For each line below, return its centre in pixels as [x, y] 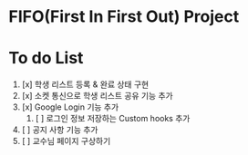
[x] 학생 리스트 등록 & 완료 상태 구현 [85, 84]
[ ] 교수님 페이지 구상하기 [66, 141]
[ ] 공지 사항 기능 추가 [60, 130]
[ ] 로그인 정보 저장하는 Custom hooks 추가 [113, 119]
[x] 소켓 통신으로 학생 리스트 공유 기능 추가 [98, 96]
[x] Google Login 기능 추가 [70, 107]
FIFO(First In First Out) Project [124, 17]
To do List [46, 58]
